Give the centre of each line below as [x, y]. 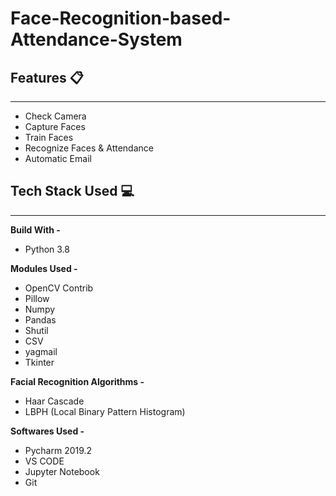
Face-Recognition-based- [121, 18]
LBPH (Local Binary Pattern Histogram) [105, 411]
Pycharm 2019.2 [58, 450]
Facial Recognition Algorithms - [77, 381]
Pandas [40, 319]
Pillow [37, 298]
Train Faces [49, 137]
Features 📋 [47, 77]
